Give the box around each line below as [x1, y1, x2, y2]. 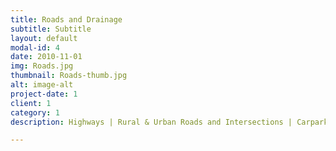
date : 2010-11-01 [10, 52, 83, 62]
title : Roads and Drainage [10, 14, 123, 25]
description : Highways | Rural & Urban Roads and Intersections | [10, 117, 293, 127]
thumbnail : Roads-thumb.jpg [10, 71, 128, 81]
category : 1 [10, 107, 60, 118]
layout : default [10, 33, 78, 43]
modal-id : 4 [10, 42, 60, 53]
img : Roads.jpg [10, 61, 74, 71]
